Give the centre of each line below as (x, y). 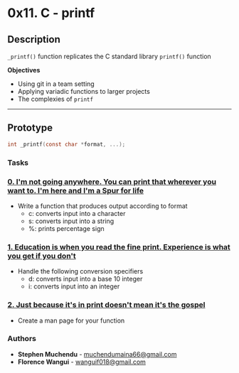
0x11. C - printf (51, 13)
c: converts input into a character (77, 213)
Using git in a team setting (56, 84)
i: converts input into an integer (74, 286)
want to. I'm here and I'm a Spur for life (76, 190)
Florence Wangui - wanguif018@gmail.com (81, 362)
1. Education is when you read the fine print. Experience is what (119, 247)
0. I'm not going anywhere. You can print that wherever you (112, 181)
